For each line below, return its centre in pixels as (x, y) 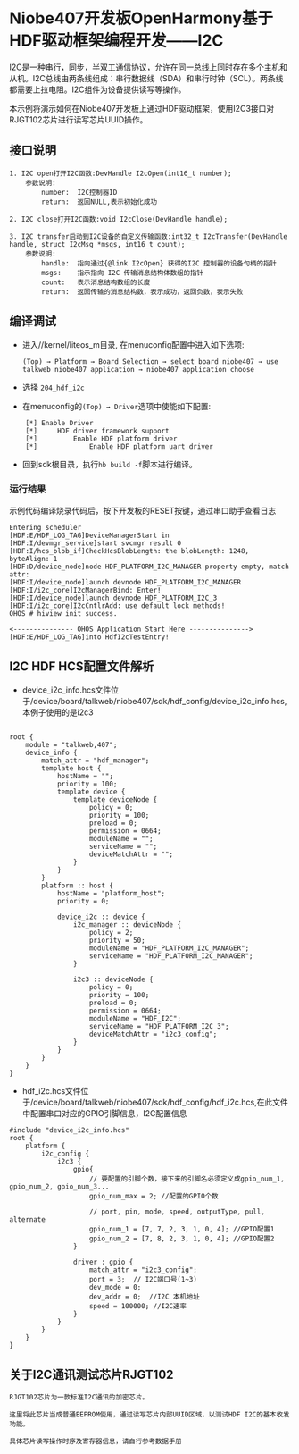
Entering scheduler (46, 527)
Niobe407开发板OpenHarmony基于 (141, 18)
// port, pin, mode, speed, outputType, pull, (177, 1212)
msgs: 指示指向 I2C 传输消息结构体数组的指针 (122, 273)
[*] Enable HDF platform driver (101, 439)
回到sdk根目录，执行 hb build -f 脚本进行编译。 (110, 464)
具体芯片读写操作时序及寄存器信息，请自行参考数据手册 (96, 1441)
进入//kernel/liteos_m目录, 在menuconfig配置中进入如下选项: (133, 344)
